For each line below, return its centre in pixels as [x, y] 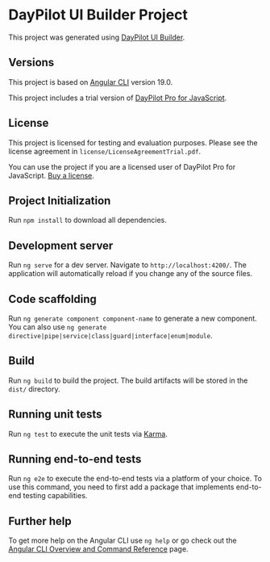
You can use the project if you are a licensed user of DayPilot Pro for [122, 166]
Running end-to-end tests [75, 459]
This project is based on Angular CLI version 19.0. [91, 82]
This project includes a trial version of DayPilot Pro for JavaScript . [118, 98]
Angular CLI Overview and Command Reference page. [98, 549]
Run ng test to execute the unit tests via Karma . [88, 434]
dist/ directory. [34, 388]
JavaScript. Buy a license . [52, 175]
